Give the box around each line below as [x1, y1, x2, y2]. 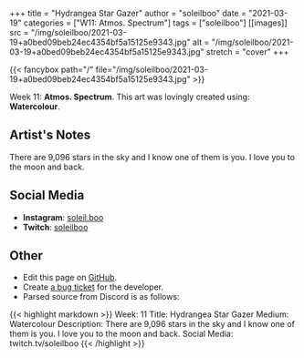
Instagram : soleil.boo [22, 211, 104, 222]
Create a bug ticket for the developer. [22, 281, 164, 292]
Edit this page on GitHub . [22, 272, 117, 283]
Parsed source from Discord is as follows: [22, 292, 180, 302]
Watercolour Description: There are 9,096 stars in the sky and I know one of [9, 319, 295, 330]
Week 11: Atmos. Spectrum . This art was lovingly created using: [9, 91, 250, 102]
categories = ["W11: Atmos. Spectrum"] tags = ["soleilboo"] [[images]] [23, 17, 288, 28]
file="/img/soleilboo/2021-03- [95, 64, 208, 75]
